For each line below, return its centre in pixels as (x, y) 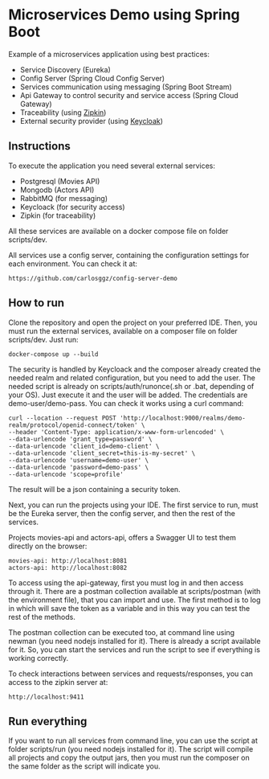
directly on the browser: (48, 546)
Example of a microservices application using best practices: (109, 54)
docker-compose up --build (53, 354)
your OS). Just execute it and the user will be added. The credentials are (128, 395)
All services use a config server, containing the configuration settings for (129, 255)
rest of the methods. (42, 617)
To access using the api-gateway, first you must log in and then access (126, 582)
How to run (37, 303)
